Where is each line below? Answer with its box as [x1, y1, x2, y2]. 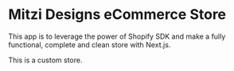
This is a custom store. [8, 55, 83, 65]
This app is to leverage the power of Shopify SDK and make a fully [8, 32, 226, 41]
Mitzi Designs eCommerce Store [8, 6, 227, 24]
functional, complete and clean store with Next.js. [8, 39, 171, 49]
